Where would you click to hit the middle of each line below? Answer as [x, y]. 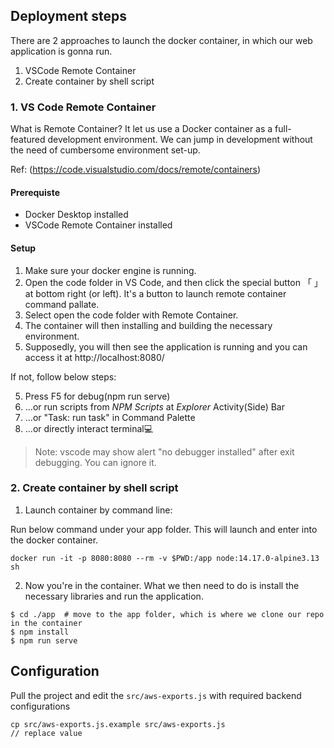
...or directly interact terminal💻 [89, 428]
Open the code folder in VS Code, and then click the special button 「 [168, 282]
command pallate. [62, 304]
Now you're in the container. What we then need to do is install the [162, 585]
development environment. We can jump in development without [180, 140]
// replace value [46, 733]
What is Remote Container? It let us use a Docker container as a [141, 129]
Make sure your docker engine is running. [110, 270]
